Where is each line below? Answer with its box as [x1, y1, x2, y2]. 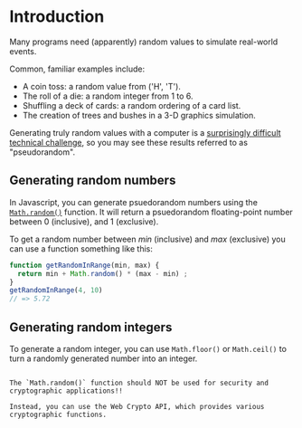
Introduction [9, 6, 105, 27]
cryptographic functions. [9, 410, 107, 419]
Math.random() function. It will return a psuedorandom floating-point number [9, 206, 294, 217]
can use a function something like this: [9, 243, 154, 254]
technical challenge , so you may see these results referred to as [9, 137, 249, 147]
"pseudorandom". [9, 147, 75, 157]
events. [9, 45, 37, 56]
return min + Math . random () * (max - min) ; [17, 269, 188, 278]
